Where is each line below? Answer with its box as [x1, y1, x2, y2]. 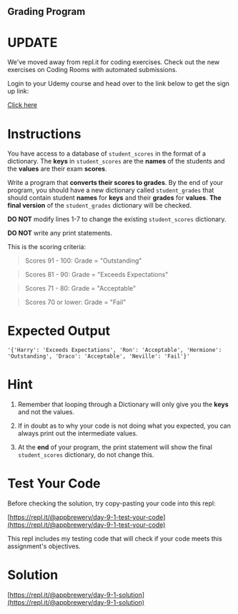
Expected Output [7, 323, 111, 339]
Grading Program [7, 6, 86, 18]
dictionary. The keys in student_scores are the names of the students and [7, 157, 225, 166]
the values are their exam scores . [7, 164, 107, 173]
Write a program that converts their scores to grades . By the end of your [7, 178, 224, 187]
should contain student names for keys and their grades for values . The [7, 193, 222, 202]
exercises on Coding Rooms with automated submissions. [7, 66, 177, 74]
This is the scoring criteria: [7, 243, 86, 251]
